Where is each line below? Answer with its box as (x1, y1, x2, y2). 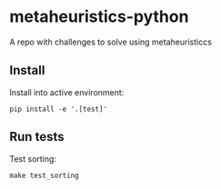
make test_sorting (9, 171, 79, 180)
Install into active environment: (9, 86, 125, 97)
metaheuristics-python (9, 6, 189, 27)
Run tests (9, 129, 65, 144)
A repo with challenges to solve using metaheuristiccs (9, 36, 212, 47)
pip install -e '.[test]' (9, 104, 107, 114)
